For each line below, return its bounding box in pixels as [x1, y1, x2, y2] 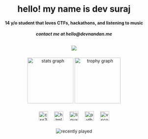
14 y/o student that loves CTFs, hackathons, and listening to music [4, 20, 144, 25]
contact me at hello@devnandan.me [35, 31, 113, 37]
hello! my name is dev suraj [17, 3, 131, 15]
